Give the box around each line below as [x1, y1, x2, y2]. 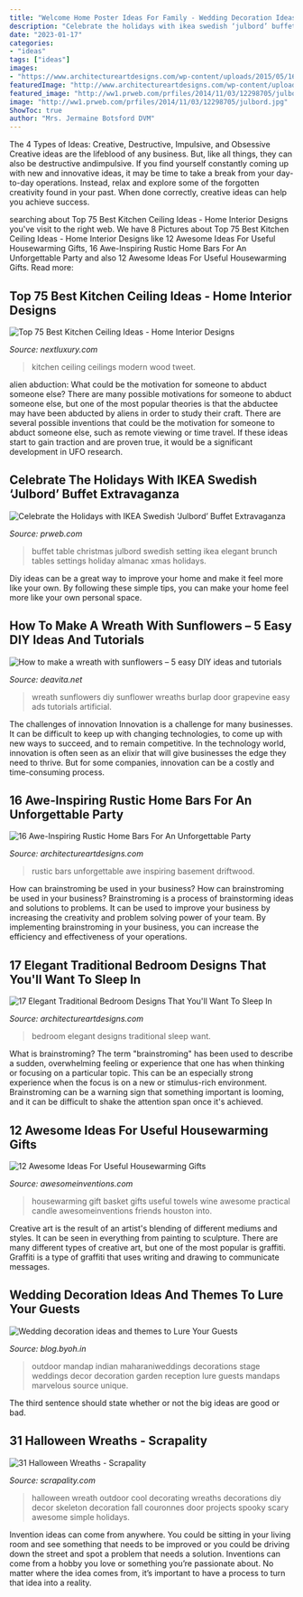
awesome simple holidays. [31, 1511, 131, 1522]
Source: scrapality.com [9, 1475, 96, 1486]
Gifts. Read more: [9, 262, 74, 273]
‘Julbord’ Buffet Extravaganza [9, 487, 180, 502]
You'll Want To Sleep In [9, 971, 142, 987]
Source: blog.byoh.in [9, 1343, 87, 1354]
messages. [9, 1262, 50, 1271]
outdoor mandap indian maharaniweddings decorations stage [31, 1360, 261, 1371]
